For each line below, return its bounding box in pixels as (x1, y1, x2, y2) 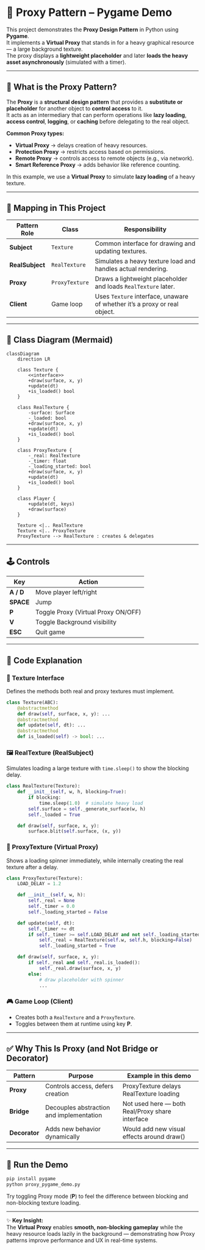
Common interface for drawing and (95, 239, 196, 248)
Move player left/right (35, 588, 98, 596)
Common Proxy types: (6, 129, 65, 137)
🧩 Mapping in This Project (6, 203, 106, 213)
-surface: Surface (28, 410, 75, 416)
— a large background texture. (6, 45, 84, 53)
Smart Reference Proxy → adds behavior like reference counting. (15, 161, 181, 168)
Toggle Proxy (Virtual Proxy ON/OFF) (35, 608, 142, 617)
